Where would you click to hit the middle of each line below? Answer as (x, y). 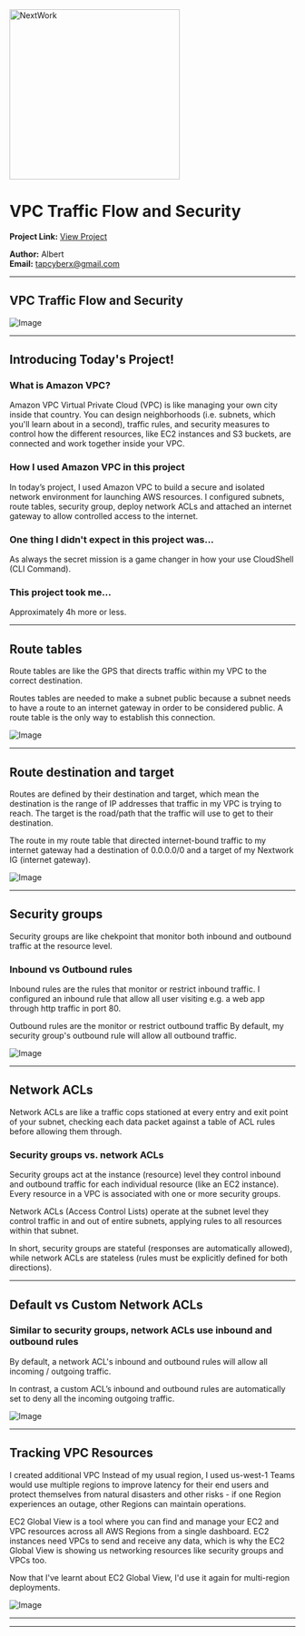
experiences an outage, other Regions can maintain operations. (128, 1504)
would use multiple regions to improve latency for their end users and (139, 1484)
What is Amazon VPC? (60, 386)
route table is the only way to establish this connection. (113, 718)
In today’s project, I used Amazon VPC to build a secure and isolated (137, 487)
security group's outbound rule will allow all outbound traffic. (123, 1036)
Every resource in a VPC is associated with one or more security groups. (145, 1194)
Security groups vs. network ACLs (87, 1154)
